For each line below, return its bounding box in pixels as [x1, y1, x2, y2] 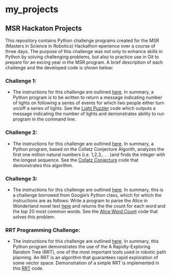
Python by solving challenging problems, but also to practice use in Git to [5, 54, 159, 60]
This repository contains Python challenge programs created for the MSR [5, 37, 159, 43]
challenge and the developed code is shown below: [5, 65, 113, 71]
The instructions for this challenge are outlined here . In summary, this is [12, 187, 164, 193]
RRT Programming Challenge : [5, 226, 81, 234]
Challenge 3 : [5, 175, 38, 182]
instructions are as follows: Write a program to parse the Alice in [12, 197, 148, 203]
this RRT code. [12, 265, 44, 271]
